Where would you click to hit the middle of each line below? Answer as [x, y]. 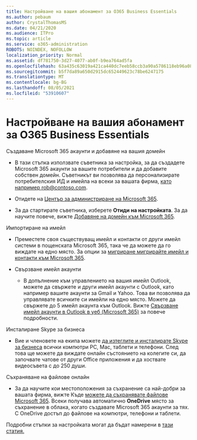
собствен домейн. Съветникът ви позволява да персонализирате [97, 175]
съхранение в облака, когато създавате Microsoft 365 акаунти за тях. [102, 407]
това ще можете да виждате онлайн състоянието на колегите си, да [100, 353]
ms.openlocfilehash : [31, 66]
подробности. [41, 318]
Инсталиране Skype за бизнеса [45, 329]
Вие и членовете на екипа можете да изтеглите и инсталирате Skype [101, 340]
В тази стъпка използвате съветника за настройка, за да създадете [100, 163]
